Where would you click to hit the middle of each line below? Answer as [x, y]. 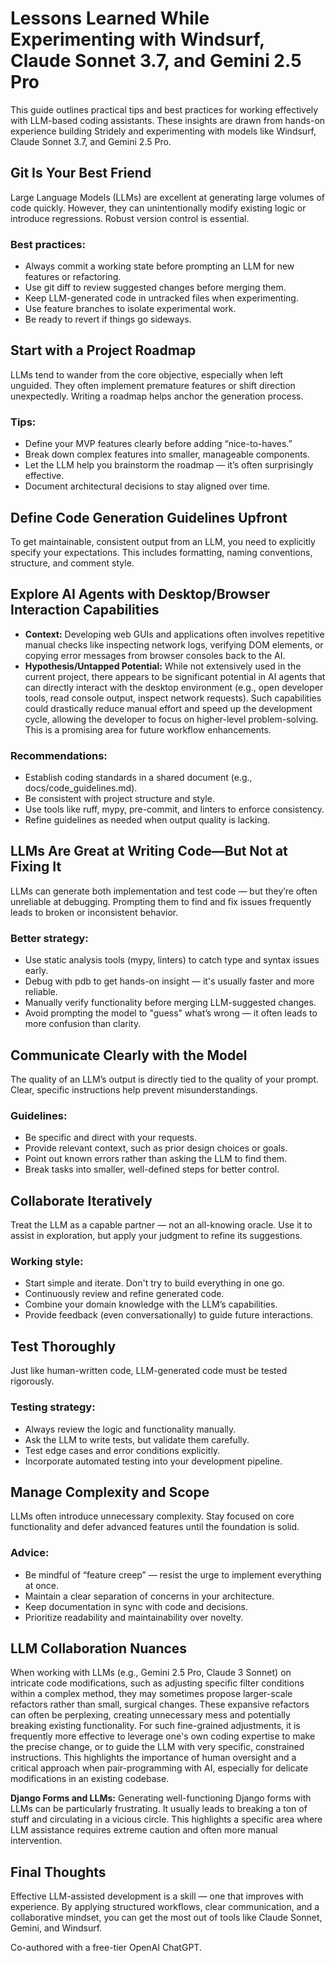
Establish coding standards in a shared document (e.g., [138, 778]
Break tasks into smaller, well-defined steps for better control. [152, 1169]
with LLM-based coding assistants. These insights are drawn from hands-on [168, 120]
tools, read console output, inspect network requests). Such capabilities [173, 698]
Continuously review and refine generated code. [124, 1294]
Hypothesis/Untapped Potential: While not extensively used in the [163, 666]
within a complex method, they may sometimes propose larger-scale [151, 1694]
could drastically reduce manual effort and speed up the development [168, 708]
